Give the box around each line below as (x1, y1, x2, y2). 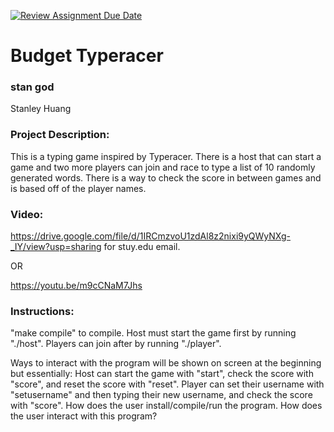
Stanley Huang (10, 103, 72, 115)
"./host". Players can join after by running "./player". (10, 338, 222, 350)
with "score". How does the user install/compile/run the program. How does (10, 400, 323, 412)
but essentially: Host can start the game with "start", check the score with (10, 368, 314, 380)
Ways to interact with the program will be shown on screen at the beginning (10, 357, 322, 369)
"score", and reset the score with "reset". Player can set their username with (10, 378, 325, 390)
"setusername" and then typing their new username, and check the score (10, 389, 313, 401)
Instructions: (10, 305, 75, 318)
